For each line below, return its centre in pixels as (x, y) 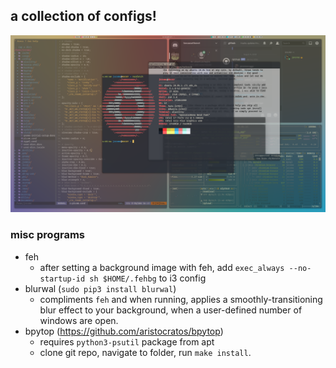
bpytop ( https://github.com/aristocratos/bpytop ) (124, 331)
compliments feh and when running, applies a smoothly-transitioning (181, 299)
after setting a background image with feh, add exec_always (162, 267)
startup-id (62, 279)
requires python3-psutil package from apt (127, 341)
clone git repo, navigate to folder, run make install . (145, 352)
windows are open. (79, 320)
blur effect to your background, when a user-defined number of (171, 310)
